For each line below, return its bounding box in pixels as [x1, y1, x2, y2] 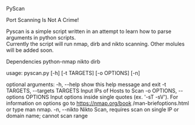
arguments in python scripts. [6, 34, 76, 41]
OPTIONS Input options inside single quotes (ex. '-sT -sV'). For [25, 94, 178, 100]
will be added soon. [6, 47, 54, 54]
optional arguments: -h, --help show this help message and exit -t [6, 81, 167, 88]
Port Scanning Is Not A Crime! [6, 17, 79, 23]
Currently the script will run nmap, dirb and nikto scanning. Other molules [6, 41, 185, 47]
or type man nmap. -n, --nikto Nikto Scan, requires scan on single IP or [6, 106, 179, 113]
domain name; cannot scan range [6, 112, 88, 119]
